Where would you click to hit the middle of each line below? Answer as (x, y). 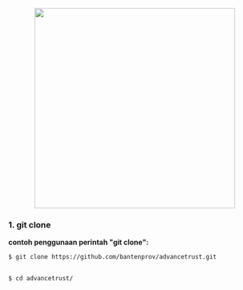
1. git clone (30, 224)
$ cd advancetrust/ (41, 279)
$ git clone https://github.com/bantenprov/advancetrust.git (113, 257)
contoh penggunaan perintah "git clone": (79, 242)
